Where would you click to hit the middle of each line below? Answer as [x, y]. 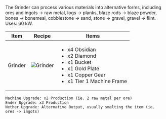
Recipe [42, 36]
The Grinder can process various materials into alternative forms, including [83, 7]
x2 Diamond [82, 56]
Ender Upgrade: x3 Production [37, 103]
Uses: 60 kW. [19, 23]
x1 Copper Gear [87, 75]
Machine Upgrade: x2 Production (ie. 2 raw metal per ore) [69, 98]
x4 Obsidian [82, 49]
